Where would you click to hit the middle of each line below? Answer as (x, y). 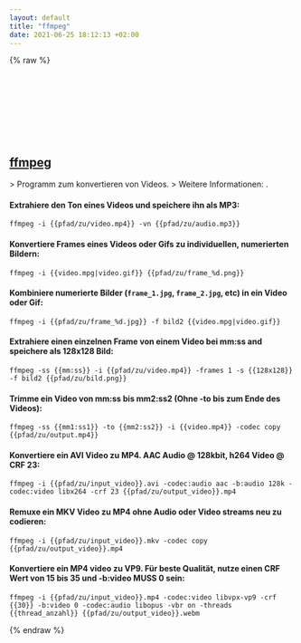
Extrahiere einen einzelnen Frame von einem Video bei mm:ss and (136, 341)
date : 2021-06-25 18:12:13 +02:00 (75, 34)
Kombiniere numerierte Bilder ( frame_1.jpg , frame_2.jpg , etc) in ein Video (148, 293)
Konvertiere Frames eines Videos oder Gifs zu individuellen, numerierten (149, 244)
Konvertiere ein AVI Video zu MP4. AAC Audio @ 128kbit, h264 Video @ (147, 455)
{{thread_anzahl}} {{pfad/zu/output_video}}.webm (105, 613)
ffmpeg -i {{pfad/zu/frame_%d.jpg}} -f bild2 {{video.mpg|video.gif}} (145, 321)
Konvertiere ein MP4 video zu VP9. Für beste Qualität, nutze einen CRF (145, 569)
